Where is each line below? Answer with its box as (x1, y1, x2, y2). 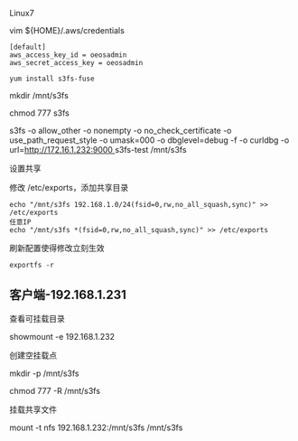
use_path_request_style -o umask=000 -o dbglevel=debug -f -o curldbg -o (9, 135, 290, 145)
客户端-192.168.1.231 (9, 287, 126, 303)
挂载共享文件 (9, 404, 57, 415)
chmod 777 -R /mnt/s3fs (9, 385, 101, 396)
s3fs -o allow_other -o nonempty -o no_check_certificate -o (9, 126, 232, 136)
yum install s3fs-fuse (9, 74, 95, 83)
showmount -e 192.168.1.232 (9, 331, 116, 342)
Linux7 (9, 8, 34, 18)
